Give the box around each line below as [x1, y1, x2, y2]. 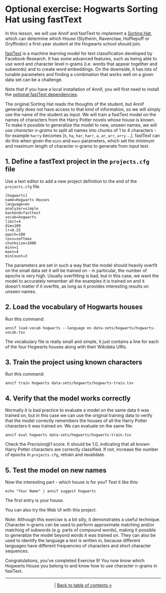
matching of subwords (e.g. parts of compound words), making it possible [5, 527, 156, 533]
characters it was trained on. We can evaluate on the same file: [5, 423, 133, 429]
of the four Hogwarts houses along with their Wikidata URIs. [5, 343, 127, 349]
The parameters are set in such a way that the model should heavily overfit [5, 262, 158, 268]
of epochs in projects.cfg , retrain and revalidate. [5, 452, 105, 458]
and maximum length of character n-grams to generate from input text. [5, 143, 150, 149]
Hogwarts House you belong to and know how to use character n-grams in [5, 563, 158, 569]
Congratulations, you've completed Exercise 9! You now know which [5, 557, 145, 563]
